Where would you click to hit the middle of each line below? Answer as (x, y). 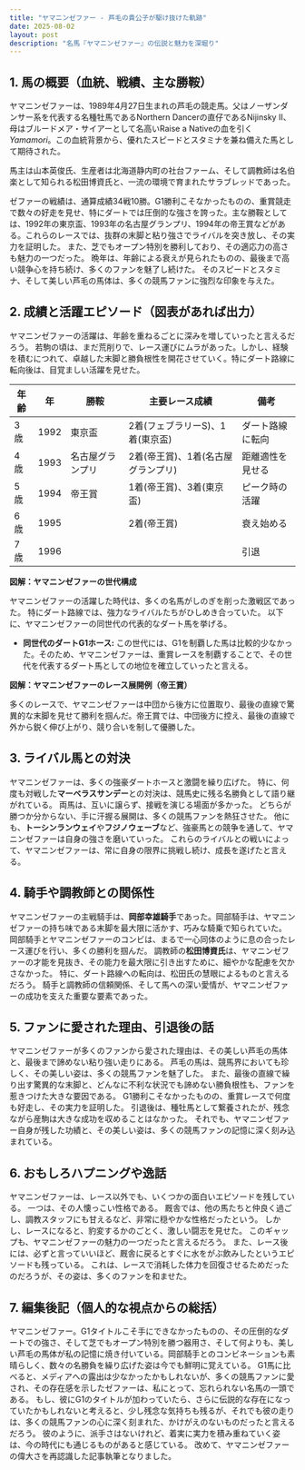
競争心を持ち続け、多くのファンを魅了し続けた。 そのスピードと (138, 270)
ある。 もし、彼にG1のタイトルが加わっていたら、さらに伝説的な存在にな (146, 1399)
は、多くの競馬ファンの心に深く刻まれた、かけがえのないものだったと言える (152, 1422)
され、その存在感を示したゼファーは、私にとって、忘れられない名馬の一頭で (152, 1387)
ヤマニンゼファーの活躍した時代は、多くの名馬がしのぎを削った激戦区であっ (152, 601)
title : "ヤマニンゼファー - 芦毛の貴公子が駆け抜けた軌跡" (108, 18)
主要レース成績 (181, 401)
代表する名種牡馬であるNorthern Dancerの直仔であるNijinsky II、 (170, 117)
